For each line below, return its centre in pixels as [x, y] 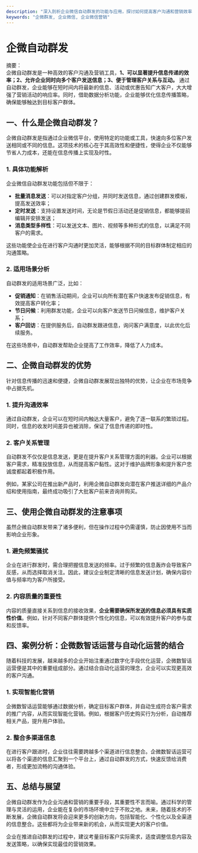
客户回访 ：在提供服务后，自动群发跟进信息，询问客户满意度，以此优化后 [102, 325]
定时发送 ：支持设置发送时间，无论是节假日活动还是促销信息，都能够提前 [102, 210]
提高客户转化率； [41, 303]
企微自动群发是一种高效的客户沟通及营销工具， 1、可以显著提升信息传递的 [95, 73]
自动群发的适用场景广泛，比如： [45, 283]
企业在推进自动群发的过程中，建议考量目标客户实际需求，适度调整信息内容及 [99, 837]
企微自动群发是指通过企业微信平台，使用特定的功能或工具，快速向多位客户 [96, 138]
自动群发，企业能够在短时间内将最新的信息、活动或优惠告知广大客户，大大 [96, 87]
